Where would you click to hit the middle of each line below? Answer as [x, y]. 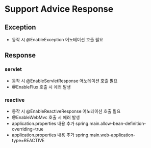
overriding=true [27, 129]
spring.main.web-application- [105, 135]
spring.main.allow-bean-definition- [111, 123]
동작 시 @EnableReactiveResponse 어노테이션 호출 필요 [66, 111]
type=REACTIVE [28, 140]
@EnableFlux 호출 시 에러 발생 [41, 87]
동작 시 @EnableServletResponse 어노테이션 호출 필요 [65, 81]
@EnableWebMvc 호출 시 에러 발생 [46, 117]
